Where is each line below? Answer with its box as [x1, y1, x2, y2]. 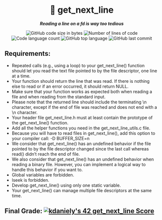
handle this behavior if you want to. [11, 167, 83, 172]
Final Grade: [4, 207, 43, 215]
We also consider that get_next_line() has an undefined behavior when [11, 156, 154, 162]
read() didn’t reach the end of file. [11, 151, 80, 157]
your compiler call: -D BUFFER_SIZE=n [11, 135, 90, 141]
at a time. [11, 73, 31, 79]
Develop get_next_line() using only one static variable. [11, 182, 121, 188]
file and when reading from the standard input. [11, 94, 106, 99]
